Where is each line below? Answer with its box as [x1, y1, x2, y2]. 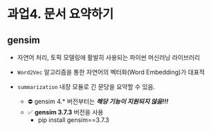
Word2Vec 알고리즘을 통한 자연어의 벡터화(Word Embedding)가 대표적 [17, 68, 205, 76]
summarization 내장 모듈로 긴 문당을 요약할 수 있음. [17, 83, 156, 90]
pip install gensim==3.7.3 [37, 116, 109, 124]
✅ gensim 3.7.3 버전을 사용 [27, 108, 104, 116]
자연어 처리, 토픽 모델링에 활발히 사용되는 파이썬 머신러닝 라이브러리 [17, 53, 201, 61]
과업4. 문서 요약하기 [7, 6, 114, 22]
